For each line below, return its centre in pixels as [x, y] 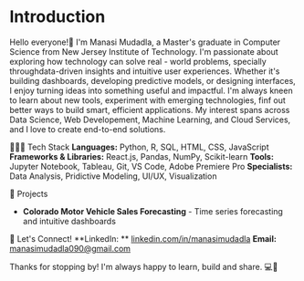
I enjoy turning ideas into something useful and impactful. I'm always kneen [152, 90]
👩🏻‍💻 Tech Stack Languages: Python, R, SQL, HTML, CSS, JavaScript [139, 147]
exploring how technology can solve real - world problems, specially [138, 61]
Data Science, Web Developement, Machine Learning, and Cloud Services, [150, 120]
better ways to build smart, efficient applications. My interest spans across [150, 109]
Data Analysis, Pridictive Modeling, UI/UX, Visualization [113, 176]
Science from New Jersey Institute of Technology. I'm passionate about [144, 51]
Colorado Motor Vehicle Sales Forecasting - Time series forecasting [152, 211]
